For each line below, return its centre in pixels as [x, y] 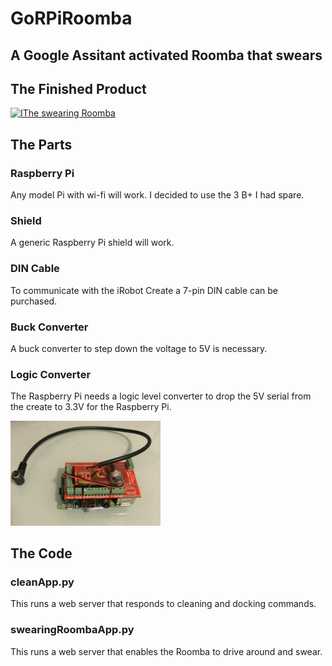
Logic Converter [51, 374]
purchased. [34, 301]
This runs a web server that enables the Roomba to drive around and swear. [166, 651]
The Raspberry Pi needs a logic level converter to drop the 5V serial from [161, 396]
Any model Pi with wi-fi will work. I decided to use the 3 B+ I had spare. [157, 195]
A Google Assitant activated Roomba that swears [166, 55]
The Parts [41, 144]
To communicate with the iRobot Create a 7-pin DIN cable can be [144, 290]
